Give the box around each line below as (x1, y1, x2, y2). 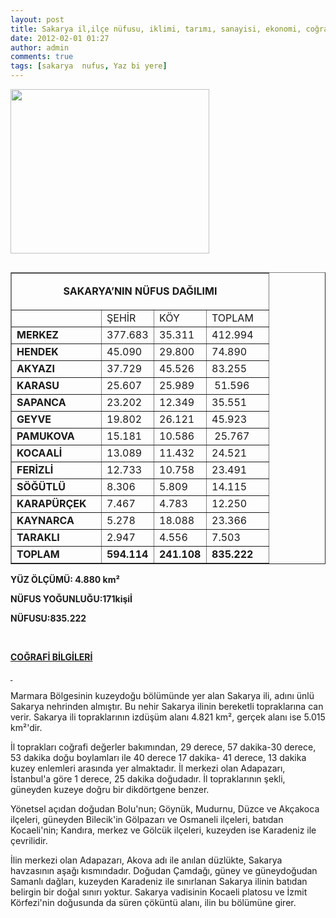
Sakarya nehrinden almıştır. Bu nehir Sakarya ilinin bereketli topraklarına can (10, 701, 324, 712)
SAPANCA (16, 396, 67, 409)
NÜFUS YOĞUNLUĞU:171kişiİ (10, 593, 133, 605)
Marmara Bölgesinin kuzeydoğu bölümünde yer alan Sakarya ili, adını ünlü (10, 690, 315, 701)
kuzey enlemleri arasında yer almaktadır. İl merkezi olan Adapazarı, (10, 762, 286, 774)
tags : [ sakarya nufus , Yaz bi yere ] (10, 61, 168, 71)
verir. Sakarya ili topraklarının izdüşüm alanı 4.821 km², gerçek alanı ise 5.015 (10, 711, 326, 723)
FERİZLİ (16, 463, 54, 476)
